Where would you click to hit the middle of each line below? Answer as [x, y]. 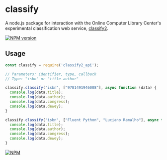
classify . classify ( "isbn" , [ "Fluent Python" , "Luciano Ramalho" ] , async [82, 120]
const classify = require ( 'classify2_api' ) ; [52, 65]
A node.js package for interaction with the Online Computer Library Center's [83, 23]
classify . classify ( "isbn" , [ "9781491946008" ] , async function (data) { [81, 88]
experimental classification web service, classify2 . [57, 28]
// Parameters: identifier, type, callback [51, 74]
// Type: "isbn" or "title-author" [42, 79]
